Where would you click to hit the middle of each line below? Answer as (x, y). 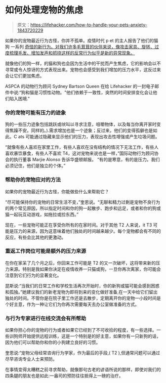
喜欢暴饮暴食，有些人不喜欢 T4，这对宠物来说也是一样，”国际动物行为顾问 (80, 153)
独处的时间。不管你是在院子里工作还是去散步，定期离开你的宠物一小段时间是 (83, 298)
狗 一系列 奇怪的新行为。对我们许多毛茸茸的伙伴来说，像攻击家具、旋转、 (80, 46)
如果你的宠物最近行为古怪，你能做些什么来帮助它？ (57, 191)
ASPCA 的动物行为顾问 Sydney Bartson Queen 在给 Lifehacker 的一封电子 (80, 86)
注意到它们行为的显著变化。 (33, 275)
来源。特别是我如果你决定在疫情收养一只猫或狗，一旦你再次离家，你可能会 (85, 269)
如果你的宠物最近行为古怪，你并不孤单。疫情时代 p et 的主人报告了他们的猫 (82, 41)
